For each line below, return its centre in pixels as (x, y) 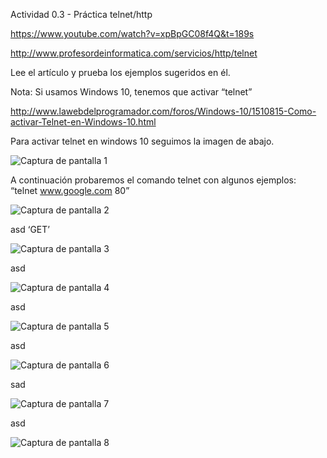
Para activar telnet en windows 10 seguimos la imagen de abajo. (142, 141)
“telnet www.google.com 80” (70, 190)
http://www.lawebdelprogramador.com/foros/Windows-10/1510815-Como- (163, 111)
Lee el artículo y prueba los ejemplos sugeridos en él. (120, 72)
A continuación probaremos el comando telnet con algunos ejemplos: (153, 180)
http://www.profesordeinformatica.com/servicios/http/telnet (134, 53)
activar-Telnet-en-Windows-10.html (83, 122)
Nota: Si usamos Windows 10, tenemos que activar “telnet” (131, 92)
